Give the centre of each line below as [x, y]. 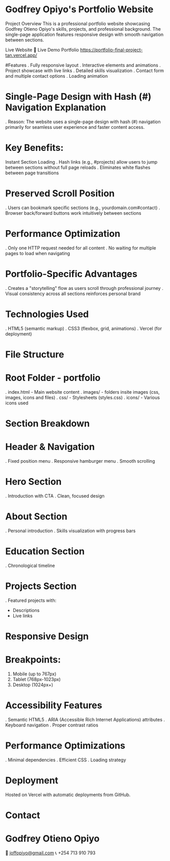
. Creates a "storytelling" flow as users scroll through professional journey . [84, 288]
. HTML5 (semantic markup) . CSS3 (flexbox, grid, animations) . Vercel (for [84, 328]
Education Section [45, 551]
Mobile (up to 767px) [34, 674]
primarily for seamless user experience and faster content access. [75, 127]
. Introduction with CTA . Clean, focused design [55, 496]
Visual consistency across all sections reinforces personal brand [73, 293]
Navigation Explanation [56, 108]
